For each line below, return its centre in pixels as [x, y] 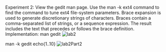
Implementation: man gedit [33, 34]
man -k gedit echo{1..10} [31, 44]
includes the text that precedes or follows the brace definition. [70, 29]
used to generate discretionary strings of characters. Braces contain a [78, 18]
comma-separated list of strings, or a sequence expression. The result [78, 23]
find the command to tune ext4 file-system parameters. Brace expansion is [83, 13]
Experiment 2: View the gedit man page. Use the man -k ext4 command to [82, 7]
